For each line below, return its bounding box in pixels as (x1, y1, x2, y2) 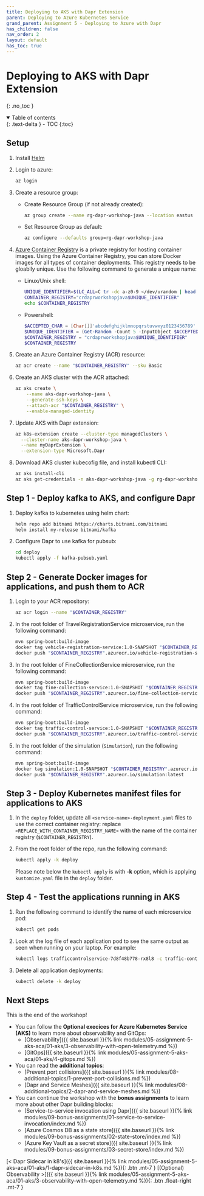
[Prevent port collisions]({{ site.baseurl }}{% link (24, 1068, 145, 1076)
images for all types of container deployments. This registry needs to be (15, 259, 196, 266)
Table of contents (12, 114, 56, 121)
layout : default (6, 37, 47, 43)
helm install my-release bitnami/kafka (15, 527, 117, 533)
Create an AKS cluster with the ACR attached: (15, 374, 129, 381)
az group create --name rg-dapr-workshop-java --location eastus (24, 212, 193, 218)
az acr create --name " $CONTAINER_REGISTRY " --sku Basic (15, 363, 163, 369)
